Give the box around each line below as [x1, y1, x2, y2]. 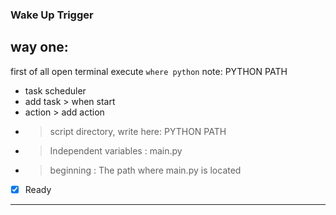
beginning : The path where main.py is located [49, 164, 242, 176]
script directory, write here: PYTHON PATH [49, 125, 227, 137]
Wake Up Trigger [10, 8, 94, 22]
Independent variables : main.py [49, 144, 183, 157]
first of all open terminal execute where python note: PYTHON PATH [10, 65, 288, 77]
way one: [10, 39, 69, 56]
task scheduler [24, 84, 87, 97]
